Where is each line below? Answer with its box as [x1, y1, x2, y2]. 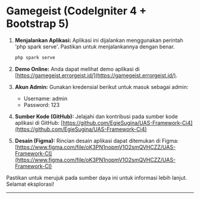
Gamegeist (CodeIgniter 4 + [6, 4, 147, 18]
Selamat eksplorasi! [6, 180, 55, 188]
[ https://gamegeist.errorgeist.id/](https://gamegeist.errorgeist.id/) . [14, 72, 177, 79]
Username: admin [23, 94, 67, 102]
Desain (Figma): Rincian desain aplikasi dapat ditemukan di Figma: [14, 137, 179, 144]
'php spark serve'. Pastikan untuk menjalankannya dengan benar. [14, 43, 175, 50]
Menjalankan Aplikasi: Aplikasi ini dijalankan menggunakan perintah [14, 36, 183, 44]
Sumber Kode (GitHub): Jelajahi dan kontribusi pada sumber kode [14, 112, 179, 120]
